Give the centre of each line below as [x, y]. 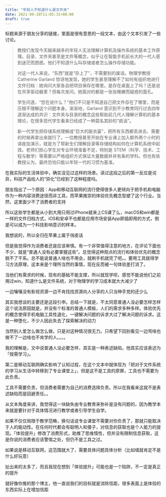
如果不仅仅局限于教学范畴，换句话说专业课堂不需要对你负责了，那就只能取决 [83, 421]
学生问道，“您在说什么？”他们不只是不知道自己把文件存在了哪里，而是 [88, 102]
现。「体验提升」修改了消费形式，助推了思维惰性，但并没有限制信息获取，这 [82, 433]
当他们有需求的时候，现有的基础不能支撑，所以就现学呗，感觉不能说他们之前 [83, 275]
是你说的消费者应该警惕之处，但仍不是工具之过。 [55, 440]
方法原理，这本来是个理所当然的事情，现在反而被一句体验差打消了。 [79, 264]
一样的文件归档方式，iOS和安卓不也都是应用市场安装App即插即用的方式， [80, 219]
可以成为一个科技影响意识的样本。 [44, 225]
